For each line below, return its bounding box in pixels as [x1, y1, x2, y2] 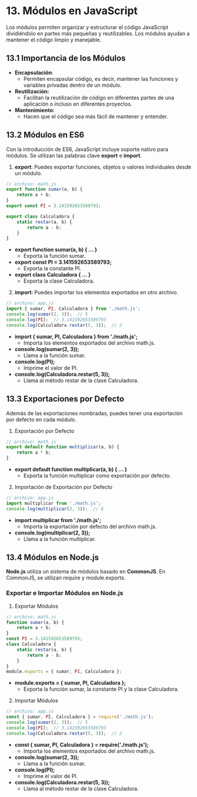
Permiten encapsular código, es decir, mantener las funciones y [23, 75, 178, 82]
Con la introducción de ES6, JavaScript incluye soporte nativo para [6, 146, 169, 153]
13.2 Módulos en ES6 [6, 130, 85, 140]
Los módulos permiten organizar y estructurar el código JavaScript [6, 24, 169, 31]
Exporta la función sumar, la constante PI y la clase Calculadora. [23, 686, 179, 693]
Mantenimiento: [14, 106, 55, 113]
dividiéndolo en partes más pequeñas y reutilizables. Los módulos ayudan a [6, 29, 190, 37]
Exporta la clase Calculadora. [23, 277, 95, 284]
